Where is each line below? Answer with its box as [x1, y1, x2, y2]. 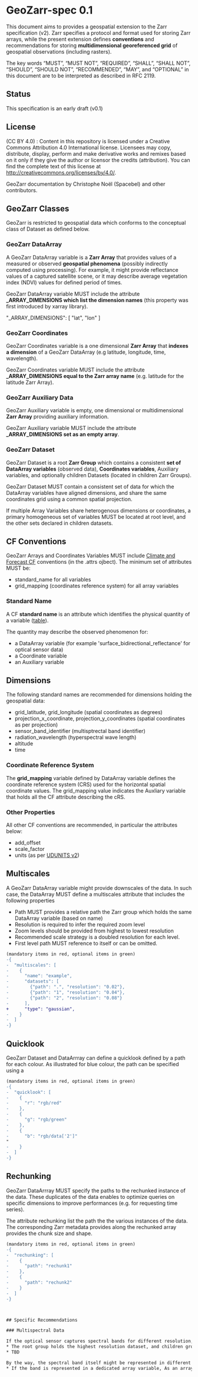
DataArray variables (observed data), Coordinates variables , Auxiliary [6, 465, 179, 472]
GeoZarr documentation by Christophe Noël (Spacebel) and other [6, 180, 166, 188]
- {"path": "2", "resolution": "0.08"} [6, 995, 123, 1001]
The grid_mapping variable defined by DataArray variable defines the [6, 774, 176, 781]
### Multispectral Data [6, 1327, 65, 1333]
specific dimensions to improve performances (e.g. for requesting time [6, 1199, 178, 1207]
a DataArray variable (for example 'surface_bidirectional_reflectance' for [14, 639, 190, 646]
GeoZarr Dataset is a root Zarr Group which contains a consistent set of [6, 459, 181, 466]
